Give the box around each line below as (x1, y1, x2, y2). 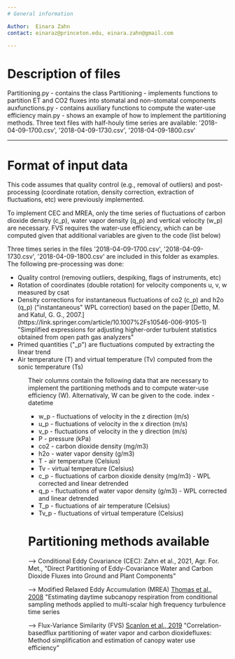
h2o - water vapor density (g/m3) (38, 449, 135, 458)
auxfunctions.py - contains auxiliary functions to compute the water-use (7, 104, 215, 112)
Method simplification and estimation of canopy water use (27, 636, 196, 645)
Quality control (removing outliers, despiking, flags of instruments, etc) (17, 273, 222, 282)
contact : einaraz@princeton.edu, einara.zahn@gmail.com (7, 29, 173, 36)
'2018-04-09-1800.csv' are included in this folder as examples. (37, 252, 220, 261)
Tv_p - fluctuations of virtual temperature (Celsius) (38, 509, 184, 517)
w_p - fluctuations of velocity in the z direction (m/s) (38, 412, 190, 421)
